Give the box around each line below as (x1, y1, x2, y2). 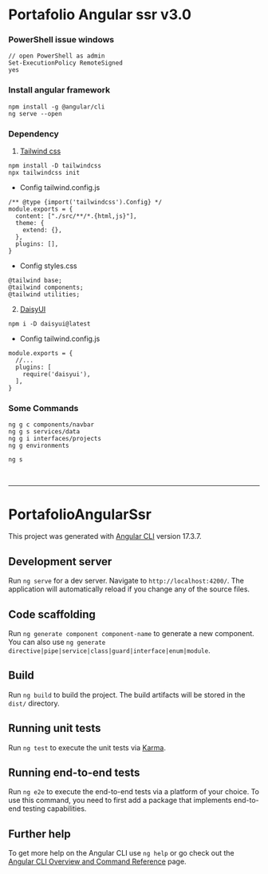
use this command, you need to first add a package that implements (8, 796, 232, 805)
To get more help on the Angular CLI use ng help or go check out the (8, 848, 235, 858)
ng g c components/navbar (8, 421, 94, 429)
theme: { (15, 219, 45, 227)
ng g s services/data (8, 428, 81, 436)
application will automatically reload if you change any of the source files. (8, 584, 250, 594)
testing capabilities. (22, 804, 87, 813)
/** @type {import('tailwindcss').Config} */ (8, 198, 162, 207)
